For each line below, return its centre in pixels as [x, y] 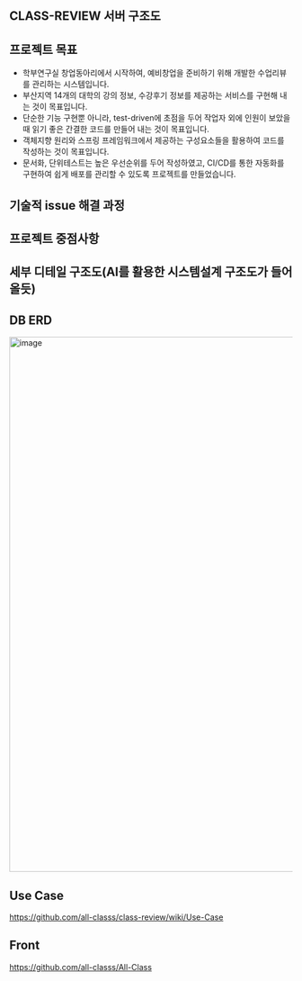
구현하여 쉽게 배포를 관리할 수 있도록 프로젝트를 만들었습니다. [129, 175]
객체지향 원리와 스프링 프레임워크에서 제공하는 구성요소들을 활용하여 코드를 [153, 140]
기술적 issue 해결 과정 [67, 205]
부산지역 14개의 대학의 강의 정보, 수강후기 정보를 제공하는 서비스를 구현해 [150, 95]
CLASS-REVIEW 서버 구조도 [85, 16]
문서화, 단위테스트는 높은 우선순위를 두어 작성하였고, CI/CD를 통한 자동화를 [153, 163]
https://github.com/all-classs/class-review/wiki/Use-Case [116, 917]
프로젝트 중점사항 [54, 238]
